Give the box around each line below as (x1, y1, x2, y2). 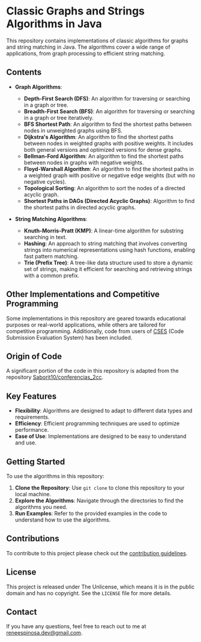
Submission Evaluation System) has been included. (6, 334, 133, 341)
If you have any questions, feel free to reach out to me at (6, 623, 146, 630)
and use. (14, 439, 37, 446)
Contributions (6, 534, 59, 544)
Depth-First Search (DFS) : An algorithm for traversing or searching (23, 95, 190, 102)
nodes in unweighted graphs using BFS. (23, 126, 123, 134)
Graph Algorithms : (14, 83, 62, 90)
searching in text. (23, 233, 67, 240)
